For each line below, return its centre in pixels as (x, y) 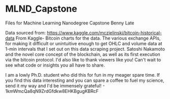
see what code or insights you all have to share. (55, 65)
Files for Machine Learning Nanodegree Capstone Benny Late (70, 23)
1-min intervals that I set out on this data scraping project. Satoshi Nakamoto (85, 49)
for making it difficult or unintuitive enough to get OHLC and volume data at (84, 43)
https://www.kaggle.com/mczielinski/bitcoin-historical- (105, 32)
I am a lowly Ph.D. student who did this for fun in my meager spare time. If (82, 75)
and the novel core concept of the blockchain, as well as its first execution (83, 54)
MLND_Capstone (41, 9)
